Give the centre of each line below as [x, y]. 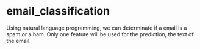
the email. [19, 41]
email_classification [58, 11]
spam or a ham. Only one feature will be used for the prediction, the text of [100, 34]
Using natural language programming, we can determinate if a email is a [97, 28]
